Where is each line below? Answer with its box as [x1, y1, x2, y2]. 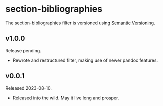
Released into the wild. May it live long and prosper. [12, 95, 119, 101]
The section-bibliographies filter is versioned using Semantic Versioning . [5, 20, 155, 26]
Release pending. [5, 47, 41, 53]
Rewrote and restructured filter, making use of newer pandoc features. [12, 57, 158, 63]
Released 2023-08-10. [5, 85, 52, 91]
